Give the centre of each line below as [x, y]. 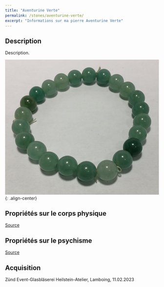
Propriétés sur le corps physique [56, 213]
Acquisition [23, 268]
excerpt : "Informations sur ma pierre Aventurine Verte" [64, 21]
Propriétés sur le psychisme [49, 240]
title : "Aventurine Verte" [32, 10]
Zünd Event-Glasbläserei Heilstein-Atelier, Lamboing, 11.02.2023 [70, 280]
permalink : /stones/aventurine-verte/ [44, 15]
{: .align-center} [21, 198]
